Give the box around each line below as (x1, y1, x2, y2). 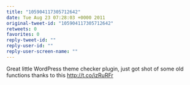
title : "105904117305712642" (6, 8, 81, 15)
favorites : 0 (6, 32, 40, 38)
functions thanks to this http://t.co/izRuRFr (6, 71, 113, 79)
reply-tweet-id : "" (6, 37, 56, 43)
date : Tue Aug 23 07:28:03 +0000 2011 (6, 15, 105, 21)
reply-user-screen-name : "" (6, 49, 78, 55)
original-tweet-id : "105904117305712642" (6, 20, 114, 26)
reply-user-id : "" (6, 43, 53, 49)
